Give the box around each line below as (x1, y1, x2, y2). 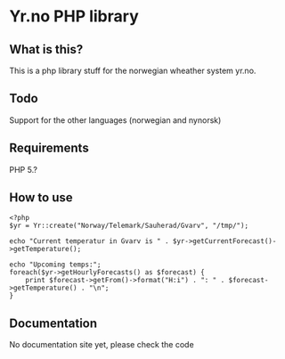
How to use (9, 190, 73, 206)
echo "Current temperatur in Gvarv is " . (9, 237, 169, 246)
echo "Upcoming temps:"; (9, 260, 102, 269)
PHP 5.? (9, 164, 38, 175)
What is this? (9, 42, 84, 57)
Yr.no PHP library (9, 6, 140, 27)
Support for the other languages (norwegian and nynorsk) (9, 114, 222, 126)
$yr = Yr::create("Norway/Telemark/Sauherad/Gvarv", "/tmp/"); (9, 221, 249, 231)
